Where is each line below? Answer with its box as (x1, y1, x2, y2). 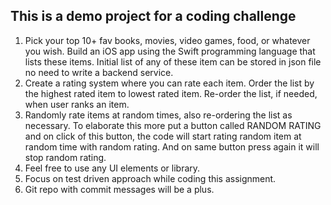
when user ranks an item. (24, 98, 130, 110)
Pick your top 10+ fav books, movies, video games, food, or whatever (24, 34, 311, 46)
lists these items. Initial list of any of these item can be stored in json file (24, 55, 322, 68)
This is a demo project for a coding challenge (10, 8, 297, 25)
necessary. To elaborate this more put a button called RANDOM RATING (24, 119, 322, 131)
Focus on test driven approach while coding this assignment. (24, 172, 277, 184)
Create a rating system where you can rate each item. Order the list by (24, 77, 315, 89)
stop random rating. (24, 151, 107, 163)
